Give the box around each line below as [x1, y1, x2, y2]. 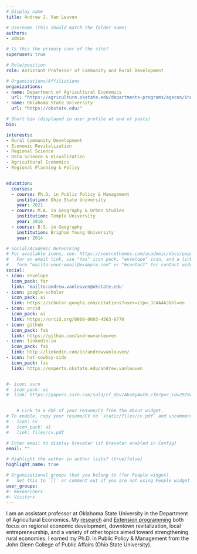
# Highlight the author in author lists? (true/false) [6, 456, 143, 462]
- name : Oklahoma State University [6, 100, 93, 106]
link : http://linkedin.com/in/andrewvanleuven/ [11, 349, 130, 355]
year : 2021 [16, 202, 43, 208]
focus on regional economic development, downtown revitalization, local [6, 522, 181, 529]
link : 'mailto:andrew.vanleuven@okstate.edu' [11, 284, 125, 290]
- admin [6, 36, 25, 42]
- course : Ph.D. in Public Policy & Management [11, 191, 130, 197]
